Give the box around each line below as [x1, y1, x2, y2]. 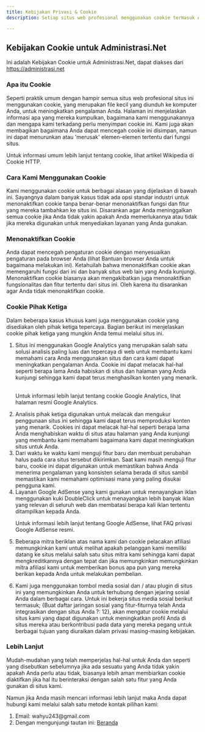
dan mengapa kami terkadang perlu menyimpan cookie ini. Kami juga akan [6, 120, 194, 127]
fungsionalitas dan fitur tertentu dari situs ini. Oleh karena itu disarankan [6, 281, 188, 289]
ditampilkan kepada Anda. [15, 508, 81, 515]
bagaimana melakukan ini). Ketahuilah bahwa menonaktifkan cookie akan [6, 262, 191, 269]
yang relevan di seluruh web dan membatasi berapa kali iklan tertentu [15, 501, 190, 508]
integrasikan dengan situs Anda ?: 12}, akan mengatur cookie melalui [15, 608, 189, 615]
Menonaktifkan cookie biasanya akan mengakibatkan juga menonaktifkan [6, 274, 191, 282]
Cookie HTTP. [6, 158, 41, 165]
